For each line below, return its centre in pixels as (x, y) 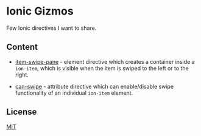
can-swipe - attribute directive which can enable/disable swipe (94, 86)
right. (22, 75)
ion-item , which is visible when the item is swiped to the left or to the (102, 68)
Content (22, 47)
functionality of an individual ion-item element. (74, 93)
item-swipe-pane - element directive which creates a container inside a (105, 61)
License (22, 112)
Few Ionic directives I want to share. (51, 28)
